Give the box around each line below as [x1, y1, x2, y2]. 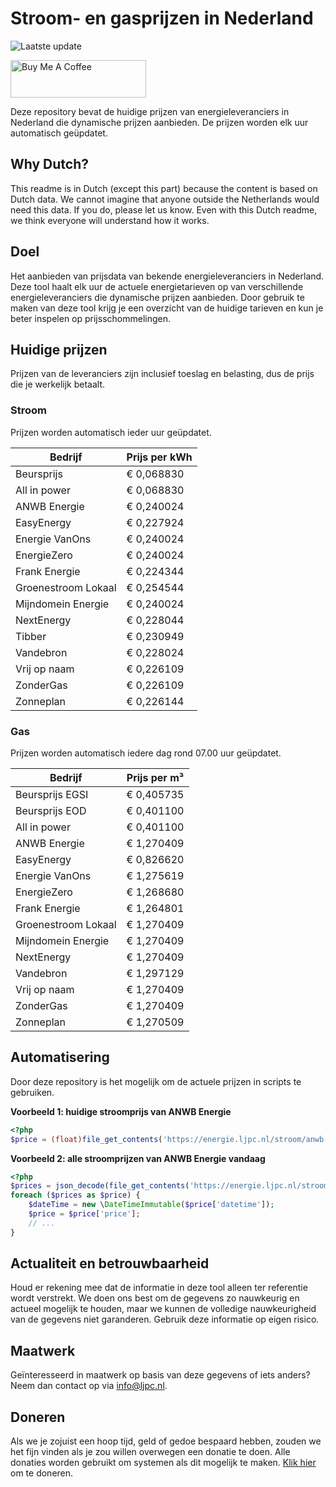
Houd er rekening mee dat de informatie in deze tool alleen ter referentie [10, 1282, 308, 1294]
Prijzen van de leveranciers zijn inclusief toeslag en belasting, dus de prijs [10, 368, 315, 380]
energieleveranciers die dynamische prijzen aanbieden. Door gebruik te [10, 291, 305, 303]
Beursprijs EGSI [15, 787, 89, 801]
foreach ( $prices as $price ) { [10, 1190, 141, 1201]
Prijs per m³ [126, 770, 185, 784]
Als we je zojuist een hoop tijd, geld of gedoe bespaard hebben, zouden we [10, 1435, 322, 1447]
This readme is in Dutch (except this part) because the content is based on [10, 182, 318, 194]
